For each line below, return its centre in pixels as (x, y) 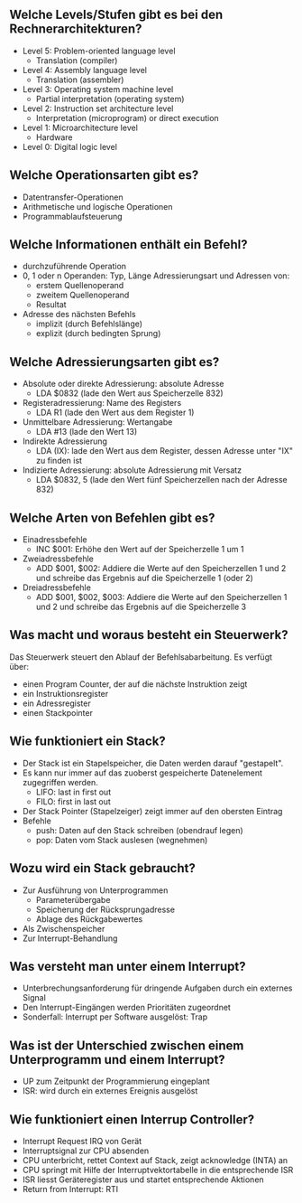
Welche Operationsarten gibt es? (104, 175)
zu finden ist (59, 461)
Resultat (51, 305)
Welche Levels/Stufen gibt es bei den (116, 15)
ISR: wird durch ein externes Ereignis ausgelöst (110, 1091)
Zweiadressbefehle (58, 559)
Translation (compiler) (77, 60)
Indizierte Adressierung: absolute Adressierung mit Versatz (132, 470)
